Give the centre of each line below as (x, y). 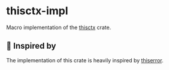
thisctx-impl (37, 11)
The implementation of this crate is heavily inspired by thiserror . (85, 60)
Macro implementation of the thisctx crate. (59, 27)
